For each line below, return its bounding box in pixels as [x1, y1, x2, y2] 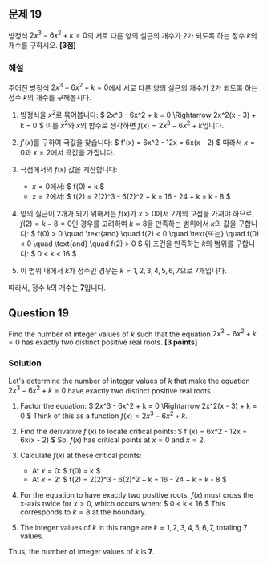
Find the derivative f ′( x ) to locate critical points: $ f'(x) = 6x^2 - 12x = [19, 426, 247, 436]
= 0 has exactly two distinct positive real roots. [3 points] [8, 337, 198, 347]
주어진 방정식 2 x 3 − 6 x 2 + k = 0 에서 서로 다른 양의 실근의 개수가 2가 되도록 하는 [8, 81, 258, 92]
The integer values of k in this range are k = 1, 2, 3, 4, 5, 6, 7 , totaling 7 [19, 522, 248, 532]
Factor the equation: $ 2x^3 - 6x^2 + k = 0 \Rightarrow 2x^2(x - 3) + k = [19, 401, 257, 411]
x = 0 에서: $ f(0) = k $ [31, 181, 105, 191]
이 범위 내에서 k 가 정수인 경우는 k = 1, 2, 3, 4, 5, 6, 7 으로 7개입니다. [19, 265, 227, 275]
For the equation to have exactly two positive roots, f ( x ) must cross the [19, 489, 254, 499]
